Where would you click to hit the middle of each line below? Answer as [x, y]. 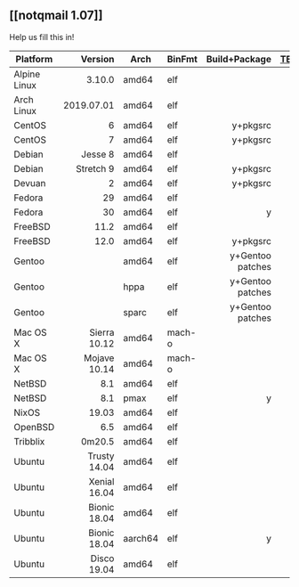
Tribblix [29, 441]
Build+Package [238, 59]
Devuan [30, 183]
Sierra [101, 332]
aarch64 [141, 538]
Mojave [99, 358]
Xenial [101, 481]
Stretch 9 [95, 168]
